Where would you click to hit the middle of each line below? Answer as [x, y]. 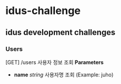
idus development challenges [61, 32]
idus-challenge [43, 11]
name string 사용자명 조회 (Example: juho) [64, 75]
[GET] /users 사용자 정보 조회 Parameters [55, 62]
